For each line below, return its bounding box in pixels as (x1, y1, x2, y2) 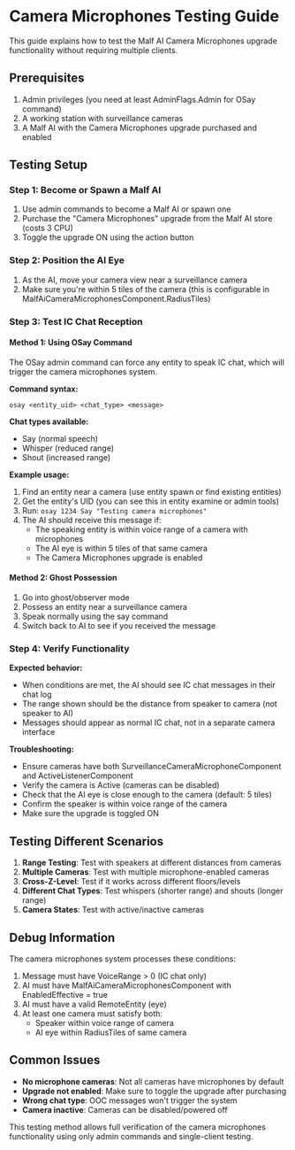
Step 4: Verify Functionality (9, 642, 130, 654)
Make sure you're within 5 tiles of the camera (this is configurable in (21, 283, 269, 294)
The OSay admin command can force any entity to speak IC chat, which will (9, 357, 284, 367)
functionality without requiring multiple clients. (9, 44, 178, 55)
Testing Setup (9, 158, 88, 173)
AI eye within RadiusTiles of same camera (34, 1027, 187, 1038)
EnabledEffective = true (21, 989, 109, 999)
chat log (21, 689, 52, 700)
